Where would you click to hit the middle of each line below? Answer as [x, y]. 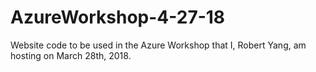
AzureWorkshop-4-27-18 [118, 17]
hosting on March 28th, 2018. [71, 55]
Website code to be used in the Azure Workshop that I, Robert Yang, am [158, 45]
